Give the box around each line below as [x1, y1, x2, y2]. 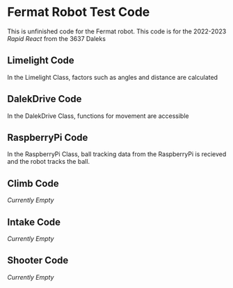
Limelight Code [7, 55, 74, 67]
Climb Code [7, 178, 59, 189]
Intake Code [7, 216, 61, 228]
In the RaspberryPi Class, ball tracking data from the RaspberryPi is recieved [7, 150, 227, 158]
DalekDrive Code [7, 93, 82, 105]
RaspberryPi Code [7, 131, 88, 143]
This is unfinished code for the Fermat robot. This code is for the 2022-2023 [7, 27, 227, 35]
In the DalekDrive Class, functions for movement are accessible [7, 112, 189, 120]
